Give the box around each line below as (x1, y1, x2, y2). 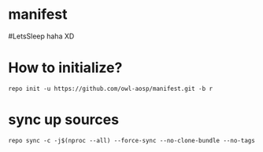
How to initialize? (8, 59, 123, 77)
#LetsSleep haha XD (8, 31, 75, 41)
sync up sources (8, 111, 120, 128)
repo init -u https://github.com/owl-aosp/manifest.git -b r (8, 85, 213, 92)
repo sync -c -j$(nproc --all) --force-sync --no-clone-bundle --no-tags (8, 136, 256, 144)
